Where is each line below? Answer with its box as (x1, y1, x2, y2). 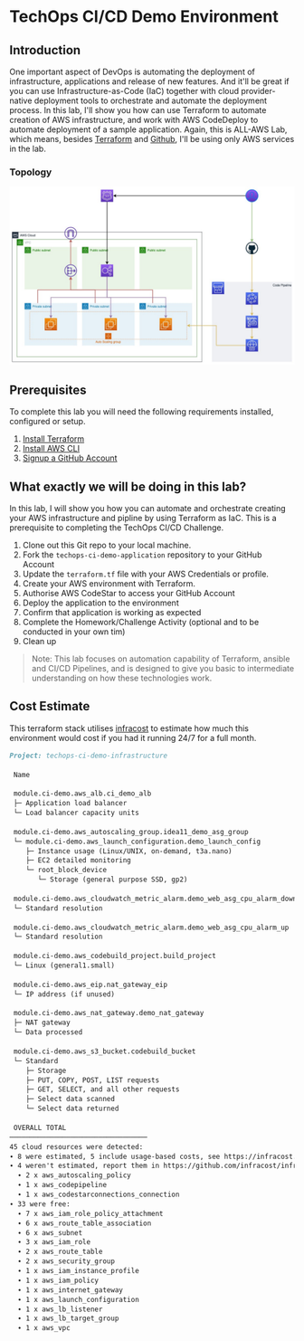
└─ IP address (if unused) (13, 989, 116, 999)
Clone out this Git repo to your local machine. (22, 539, 192, 550)
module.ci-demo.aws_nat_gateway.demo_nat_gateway (13, 1009, 204, 1018)
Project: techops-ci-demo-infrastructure (9, 751, 168, 760)
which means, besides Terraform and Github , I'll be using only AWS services (9, 134, 295, 144)
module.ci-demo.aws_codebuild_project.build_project (13, 952, 217, 961)
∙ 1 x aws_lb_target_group (17, 1314, 119, 1323)
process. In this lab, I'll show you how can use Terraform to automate (9, 105, 267, 115)
